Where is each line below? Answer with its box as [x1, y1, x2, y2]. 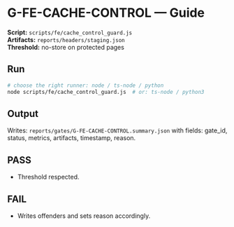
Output [7, 107, 38, 120]
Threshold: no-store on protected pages [7, 43, 124, 51]
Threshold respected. [17, 173, 80, 181]
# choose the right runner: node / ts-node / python [7, 82, 164, 89]
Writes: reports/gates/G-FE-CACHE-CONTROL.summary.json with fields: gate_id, [7, 126, 228, 135]
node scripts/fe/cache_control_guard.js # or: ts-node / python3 [7, 88, 205, 95]
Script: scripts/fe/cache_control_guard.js [7, 28, 133, 36]
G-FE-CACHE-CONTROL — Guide [7, 5, 205, 21]
